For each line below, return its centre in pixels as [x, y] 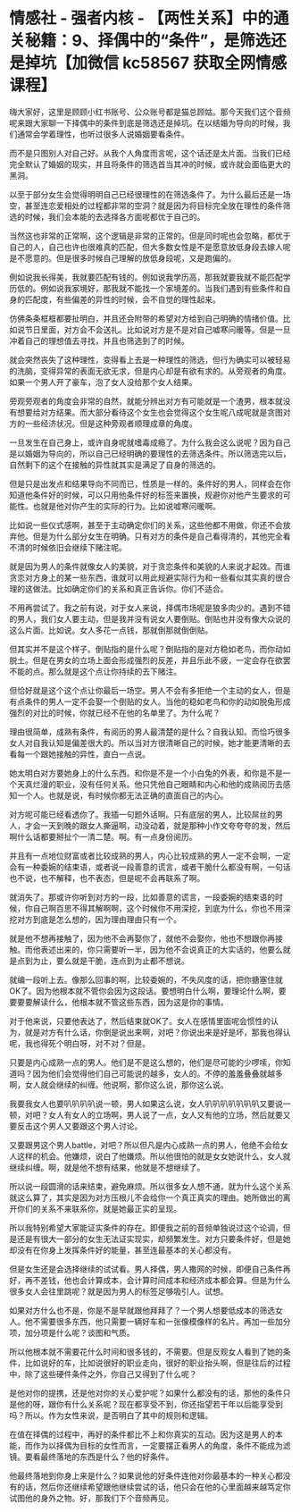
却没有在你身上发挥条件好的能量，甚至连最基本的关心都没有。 [123, 1250]
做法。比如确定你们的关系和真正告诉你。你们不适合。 [130, 588]
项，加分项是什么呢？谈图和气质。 [72, 1332]
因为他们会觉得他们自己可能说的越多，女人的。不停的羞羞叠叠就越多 [158, 1073]
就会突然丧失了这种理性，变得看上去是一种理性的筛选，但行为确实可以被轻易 [150, 359]
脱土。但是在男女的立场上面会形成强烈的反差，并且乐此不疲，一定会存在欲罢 [150, 660]
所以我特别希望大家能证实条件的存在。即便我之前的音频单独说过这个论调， [146, 1227]
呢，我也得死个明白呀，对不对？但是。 [79, 1043]
